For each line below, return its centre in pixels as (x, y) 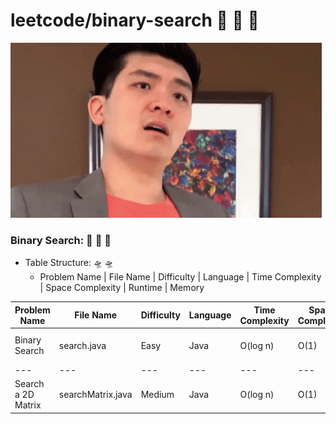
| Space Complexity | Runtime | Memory (122, 288)
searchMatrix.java (95, 395)
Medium (157, 395)
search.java (82, 345)
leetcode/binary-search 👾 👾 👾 (135, 20)
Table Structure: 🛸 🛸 (69, 263)
